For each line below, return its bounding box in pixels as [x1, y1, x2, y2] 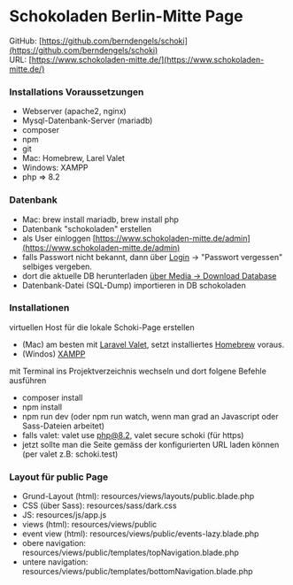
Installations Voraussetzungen [9, 86, 144, 98]
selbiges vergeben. [21, 261, 93, 272]
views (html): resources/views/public [21, 520, 158, 530]
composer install [21, 392, 83, 403]
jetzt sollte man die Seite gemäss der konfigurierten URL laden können [21, 439, 280, 450]
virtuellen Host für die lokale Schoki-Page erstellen [9, 321, 195, 333]
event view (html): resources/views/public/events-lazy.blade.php [21, 528, 259, 539]
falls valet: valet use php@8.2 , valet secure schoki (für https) [21, 429, 244, 440]
